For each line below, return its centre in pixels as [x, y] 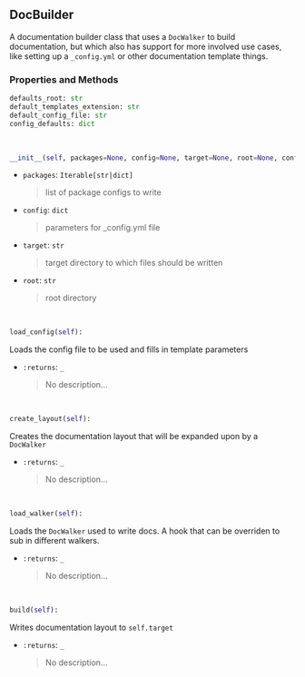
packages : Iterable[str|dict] [78, 175]
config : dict [45, 210]
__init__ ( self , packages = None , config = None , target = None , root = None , [144, 158]
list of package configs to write [103, 192]
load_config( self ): [46, 332]
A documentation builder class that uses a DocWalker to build [123, 36]
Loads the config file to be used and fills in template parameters [129, 349]
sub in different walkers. [54, 541]
